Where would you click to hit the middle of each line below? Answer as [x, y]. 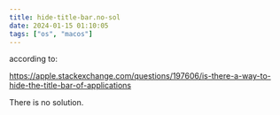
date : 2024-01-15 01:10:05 [59, 26]
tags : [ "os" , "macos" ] [51, 34]
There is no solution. [47, 103]
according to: [33, 59]
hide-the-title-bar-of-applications [70, 86]
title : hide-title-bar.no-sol [65, 17]
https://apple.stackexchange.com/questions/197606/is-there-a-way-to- [140, 76]
